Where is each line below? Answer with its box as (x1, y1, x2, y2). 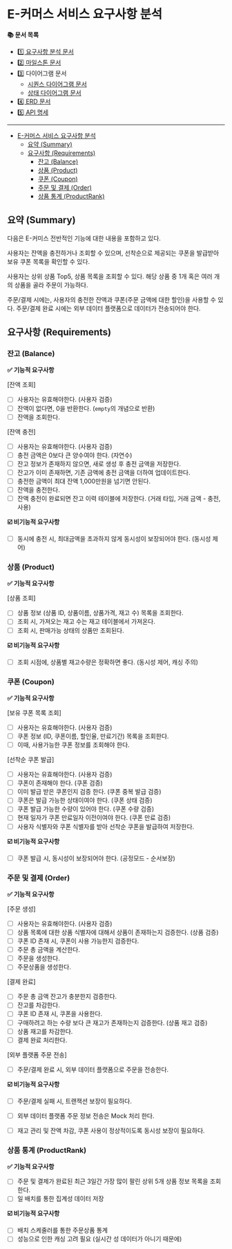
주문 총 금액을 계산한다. (17, 946, 81, 954)
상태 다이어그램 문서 (27, 88, 81, 97)
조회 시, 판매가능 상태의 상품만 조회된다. (17, 626, 124, 635)
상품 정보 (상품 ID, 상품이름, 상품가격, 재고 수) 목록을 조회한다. (17, 609, 184, 617)
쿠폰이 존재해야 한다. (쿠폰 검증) (17, 779, 104, 787)
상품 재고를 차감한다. (17, 1027, 73, 1036)
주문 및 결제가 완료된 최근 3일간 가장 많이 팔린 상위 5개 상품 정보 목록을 (17, 1177, 209, 1185)
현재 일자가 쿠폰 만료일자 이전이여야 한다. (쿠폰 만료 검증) (17, 813, 171, 822)
